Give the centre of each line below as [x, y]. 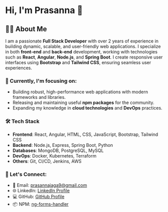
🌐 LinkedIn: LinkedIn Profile [41, 190]
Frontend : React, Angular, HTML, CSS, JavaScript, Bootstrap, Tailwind [85, 134]
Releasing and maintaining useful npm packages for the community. [83, 102]
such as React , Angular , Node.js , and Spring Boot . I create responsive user [84, 57]
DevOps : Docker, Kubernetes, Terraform [54, 155]
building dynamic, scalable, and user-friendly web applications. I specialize [83, 46]
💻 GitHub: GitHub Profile [38, 196]
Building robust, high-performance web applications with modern [80, 92]
